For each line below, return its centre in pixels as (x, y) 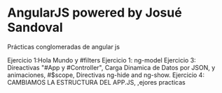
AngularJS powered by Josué (95, 13)
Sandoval (35, 27)
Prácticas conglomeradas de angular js (64, 46)
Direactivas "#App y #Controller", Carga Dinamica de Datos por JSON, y (111, 67)
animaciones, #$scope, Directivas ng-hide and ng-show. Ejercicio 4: (106, 75)
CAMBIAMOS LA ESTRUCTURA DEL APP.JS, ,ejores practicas (96, 82)
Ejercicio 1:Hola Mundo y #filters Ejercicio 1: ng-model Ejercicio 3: (102, 60)
